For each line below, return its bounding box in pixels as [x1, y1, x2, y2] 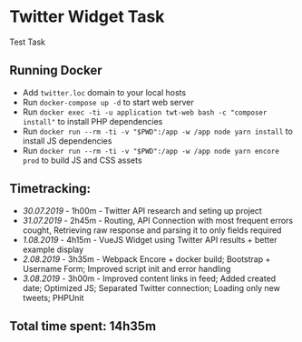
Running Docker [9, 63, 102, 78]
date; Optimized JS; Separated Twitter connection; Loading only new [22, 282, 281, 293]
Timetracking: [9, 181, 92, 196]
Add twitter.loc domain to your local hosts [22, 86, 187, 97]
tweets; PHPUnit [22, 292, 84, 303]
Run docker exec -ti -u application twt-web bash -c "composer [22, 106, 268, 117]
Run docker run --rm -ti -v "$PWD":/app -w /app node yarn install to [22, 126, 293, 136]
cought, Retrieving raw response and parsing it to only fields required [22, 225, 282, 236]
